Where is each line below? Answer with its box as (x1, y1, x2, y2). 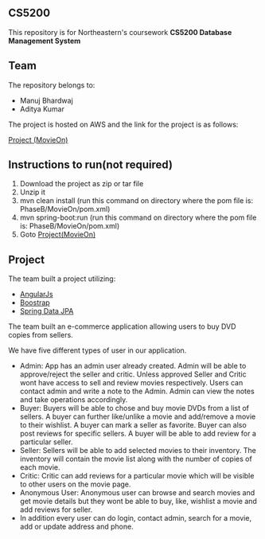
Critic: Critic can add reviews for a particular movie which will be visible (19, 471, 255, 481)
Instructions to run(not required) (8, 158, 173, 172)
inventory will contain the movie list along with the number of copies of (19, 454, 252, 464)
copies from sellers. (8, 330, 73, 340)
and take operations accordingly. (19, 395, 128, 404)
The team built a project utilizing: (8, 274, 116, 283)
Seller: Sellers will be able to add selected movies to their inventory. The (19, 446, 256, 455)
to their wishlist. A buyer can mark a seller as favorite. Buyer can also (19, 420, 247, 430)
